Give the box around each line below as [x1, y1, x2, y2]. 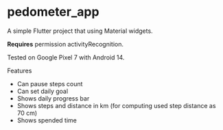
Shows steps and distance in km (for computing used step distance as [16, 101, 216, 109]
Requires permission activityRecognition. [7, 40, 124, 48]
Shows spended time [16, 116, 78, 124]
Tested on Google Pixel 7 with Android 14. [7, 53, 125, 62]
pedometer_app [7, 4, 99, 20]
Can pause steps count [16, 79, 83, 88]
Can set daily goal [16, 87, 69, 95]
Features [7, 66, 32, 75]
